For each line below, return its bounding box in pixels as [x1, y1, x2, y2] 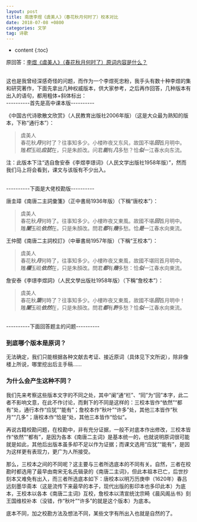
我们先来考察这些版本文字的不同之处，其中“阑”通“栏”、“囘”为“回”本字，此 [6, 391, 184, 399]
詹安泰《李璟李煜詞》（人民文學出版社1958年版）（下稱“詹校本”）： [6, 277, 164, 284]
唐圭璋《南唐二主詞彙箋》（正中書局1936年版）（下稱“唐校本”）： [6, 198, 159, 205]
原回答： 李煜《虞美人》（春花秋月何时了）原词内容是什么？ [6, 59, 148, 66]
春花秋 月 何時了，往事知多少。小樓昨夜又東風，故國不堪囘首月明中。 [20, 257, 185, 265]
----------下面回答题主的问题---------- [6, 323, 100, 330]
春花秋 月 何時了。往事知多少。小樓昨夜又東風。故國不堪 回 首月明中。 [20, 217, 185, 225]
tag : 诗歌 [6, 31, 28, 36]
